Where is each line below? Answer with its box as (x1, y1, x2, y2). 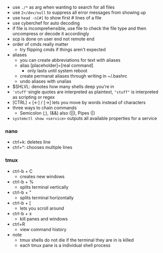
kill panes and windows (19, 216, 68, 222)
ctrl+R (12, 221, 25, 227)
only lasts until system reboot (27, 68, 88, 74)
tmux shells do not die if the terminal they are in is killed (19, 237, 134, 243)
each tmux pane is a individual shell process (19, 242, 111, 248)
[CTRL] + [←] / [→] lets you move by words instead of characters (12, 100, 146, 105)
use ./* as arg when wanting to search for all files (12, 4, 115, 10)
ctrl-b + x (12, 210, 32, 216)
